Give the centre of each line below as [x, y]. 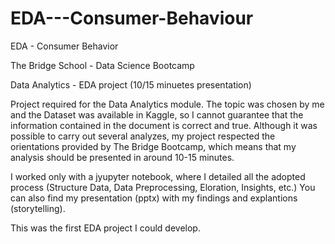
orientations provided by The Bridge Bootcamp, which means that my [153, 146]
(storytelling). [38, 208]
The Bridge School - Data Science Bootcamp [102, 65]
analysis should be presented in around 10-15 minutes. [122, 157]
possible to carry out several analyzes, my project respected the [143, 136]
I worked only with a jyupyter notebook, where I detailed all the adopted [158, 176]
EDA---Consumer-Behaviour [132, 18]
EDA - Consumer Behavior [64, 46]
